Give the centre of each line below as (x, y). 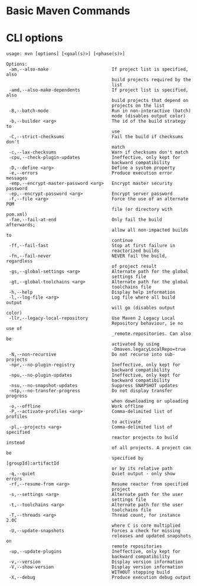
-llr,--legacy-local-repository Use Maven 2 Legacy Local (92, 318)
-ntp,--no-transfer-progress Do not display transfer (91, 391)
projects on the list (138, 106)
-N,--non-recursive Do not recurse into (85, 355)
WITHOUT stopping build (141, 572)
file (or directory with (142, 209)
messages (17, 178)
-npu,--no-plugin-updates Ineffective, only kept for (95, 375)
